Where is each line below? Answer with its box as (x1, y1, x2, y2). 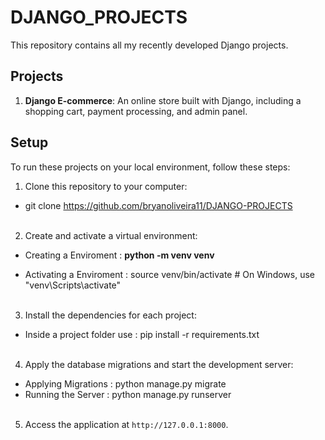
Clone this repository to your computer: (24, 180, 188, 192)
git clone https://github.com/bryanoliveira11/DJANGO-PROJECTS (24, 199, 293, 211)
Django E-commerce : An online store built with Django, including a (24, 94, 302, 106)
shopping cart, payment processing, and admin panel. (24, 105, 248, 117)
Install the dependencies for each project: (24, 309, 197, 321)
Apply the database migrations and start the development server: (24, 358, 294, 370)
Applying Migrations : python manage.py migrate (24, 377, 227, 390)
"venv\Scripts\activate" (24, 279, 122, 291)
